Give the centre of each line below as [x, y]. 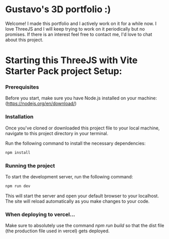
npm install [18, 152]
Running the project [30, 166]
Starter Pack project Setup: [64, 71]
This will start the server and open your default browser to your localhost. [82, 196]
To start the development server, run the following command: [69, 176]
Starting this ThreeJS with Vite [72, 60]
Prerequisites [22, 87]
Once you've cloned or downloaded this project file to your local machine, [82, 128]
